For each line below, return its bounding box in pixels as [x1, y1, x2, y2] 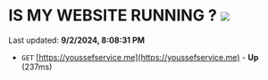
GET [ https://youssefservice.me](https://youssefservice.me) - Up [21, 52, 259, 62]
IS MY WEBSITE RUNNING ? [8, 5, 218, 26]
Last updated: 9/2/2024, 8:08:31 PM [8, 35, 145, 45]
